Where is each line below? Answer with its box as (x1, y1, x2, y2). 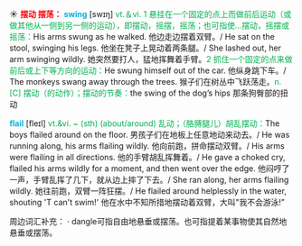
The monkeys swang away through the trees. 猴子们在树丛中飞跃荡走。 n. (9, 77, 282, 87)
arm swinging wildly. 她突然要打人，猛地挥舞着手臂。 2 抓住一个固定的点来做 (9, 54, 293, 64)
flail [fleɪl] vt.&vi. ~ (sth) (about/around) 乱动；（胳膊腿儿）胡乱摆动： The (9, 118, 280, 129)
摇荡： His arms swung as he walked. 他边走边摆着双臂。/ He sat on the (9, 32, 276, 41)
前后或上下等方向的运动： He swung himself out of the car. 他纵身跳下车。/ (9, 65, 287, 76)
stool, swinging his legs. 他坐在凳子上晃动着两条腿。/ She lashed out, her (9, 42, 282, 53)
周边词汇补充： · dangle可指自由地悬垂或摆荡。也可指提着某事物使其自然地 (9, 216, 288, 226)
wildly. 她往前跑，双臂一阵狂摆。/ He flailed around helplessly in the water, (9, 186, 288, 196)
